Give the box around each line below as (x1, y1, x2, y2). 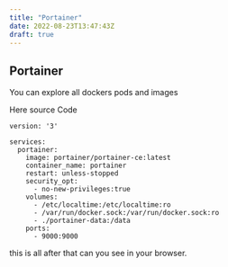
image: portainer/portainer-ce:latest (25, 154, 171, 163)
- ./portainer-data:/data (32, 217, 131, 226)
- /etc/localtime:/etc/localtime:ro (32, 200, 171, 209)
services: (9, 138, 47, 147)
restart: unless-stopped (25, 169, 119, 178)
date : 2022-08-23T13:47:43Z (9, 22, 115, 31)
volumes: (25, 192, 59, 202)
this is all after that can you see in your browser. (9, 248, 187, 259)
